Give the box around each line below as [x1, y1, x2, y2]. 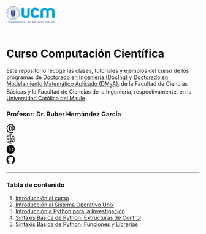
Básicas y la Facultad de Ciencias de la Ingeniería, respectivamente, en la [6, 88, 192, 95]
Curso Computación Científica [6, 47, 164, 61]
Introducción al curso [15, 195, 69, 202]
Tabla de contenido [6, 181, 65, 189]
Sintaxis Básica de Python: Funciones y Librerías [15, 221, 139, 228]
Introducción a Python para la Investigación [15, 208, 126, 215]
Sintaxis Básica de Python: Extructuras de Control [15, 214, 141, 222]
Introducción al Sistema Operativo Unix [15, 201, 115, 208]
